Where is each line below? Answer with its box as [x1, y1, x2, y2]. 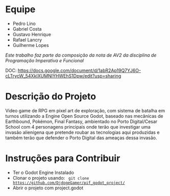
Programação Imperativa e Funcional [5, 57, 84, 63]
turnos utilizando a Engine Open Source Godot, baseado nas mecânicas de [5, 113, 163, 119]
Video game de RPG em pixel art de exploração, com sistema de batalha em [5, 107, 165, 113]
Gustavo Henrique [12, 31, 51, 37]
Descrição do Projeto [5, 91, 96, 103]
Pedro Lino [12, 20, 36, 27]
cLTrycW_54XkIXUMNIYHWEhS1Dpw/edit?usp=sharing [5, 72, 122, 79]
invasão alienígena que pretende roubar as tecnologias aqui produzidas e [5, 129, 160, 135]
